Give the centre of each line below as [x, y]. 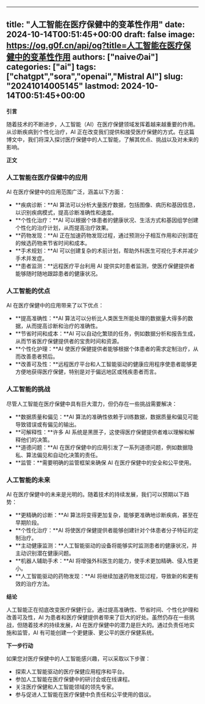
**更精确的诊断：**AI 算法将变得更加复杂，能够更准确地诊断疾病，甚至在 [107, 515]
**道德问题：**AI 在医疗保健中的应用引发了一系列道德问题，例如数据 [101, 447]
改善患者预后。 [39, 357]
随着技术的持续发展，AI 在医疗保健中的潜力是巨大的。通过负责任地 [106, 625]
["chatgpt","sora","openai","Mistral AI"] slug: [95, 77]
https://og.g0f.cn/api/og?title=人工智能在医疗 [95, 46]
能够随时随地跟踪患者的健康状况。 [58, 274]
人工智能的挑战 [28, 389]
